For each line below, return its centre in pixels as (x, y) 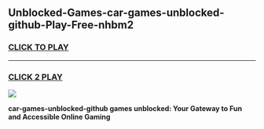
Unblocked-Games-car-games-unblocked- (116, 13)
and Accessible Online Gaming (59, 116)
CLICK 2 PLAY (35, 77)
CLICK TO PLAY (38, 48)
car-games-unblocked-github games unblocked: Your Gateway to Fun (125, 108)
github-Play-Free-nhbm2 (71, 25)
